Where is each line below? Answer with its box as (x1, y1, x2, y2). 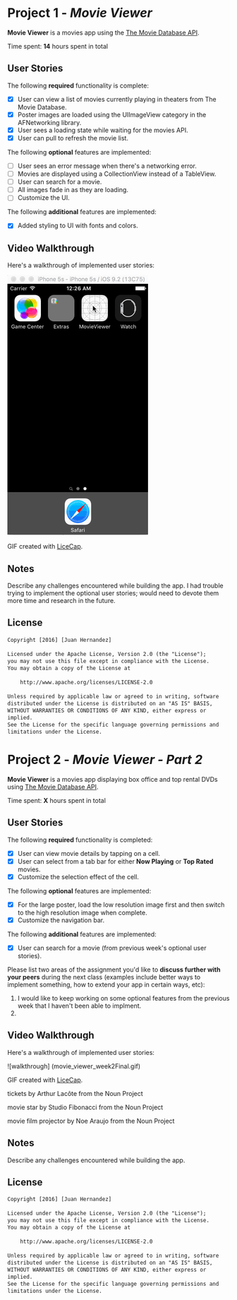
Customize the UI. (17, 193, 70, 202)
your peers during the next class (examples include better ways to (7, 972, 201, 981)
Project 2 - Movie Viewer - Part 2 (7, 752, 203, 768)
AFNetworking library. (17, 118, 82, 126)
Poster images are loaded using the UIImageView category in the (17, 110, 207, 119)
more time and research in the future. (7, 597, 116, 604)
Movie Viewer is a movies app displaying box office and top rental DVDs (7, 775, 218, 783)
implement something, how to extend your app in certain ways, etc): (7, 980, 205, 989)
